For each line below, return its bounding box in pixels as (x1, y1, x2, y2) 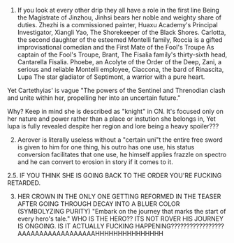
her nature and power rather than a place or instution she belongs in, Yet (7, 115, 217, 123)
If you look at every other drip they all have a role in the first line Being (17, 6, 220, 14)
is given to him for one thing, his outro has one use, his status (17, 143, 195, 151)
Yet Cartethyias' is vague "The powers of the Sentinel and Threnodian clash (7, 87, 226, 94)
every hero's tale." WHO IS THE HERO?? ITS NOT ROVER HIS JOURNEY (17, 214, 224, 223)
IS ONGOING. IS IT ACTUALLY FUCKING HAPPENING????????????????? (17, 222, 225, 230)
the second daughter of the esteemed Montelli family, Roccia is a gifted (17, 36, 223, 44)
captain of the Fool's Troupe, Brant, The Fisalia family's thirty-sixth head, (17, 50, 228, 59)
